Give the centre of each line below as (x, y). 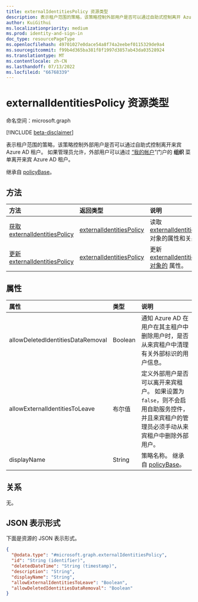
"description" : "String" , (43, 571)
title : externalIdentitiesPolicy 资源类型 (57, 12)
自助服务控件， (168, 409)
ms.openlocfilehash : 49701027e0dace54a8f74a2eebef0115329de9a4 (85, 45)
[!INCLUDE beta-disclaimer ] (40, 132)
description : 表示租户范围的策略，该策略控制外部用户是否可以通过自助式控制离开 (93, 17)
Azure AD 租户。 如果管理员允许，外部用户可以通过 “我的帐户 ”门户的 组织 (95, 152)
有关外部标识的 (162, 354)
